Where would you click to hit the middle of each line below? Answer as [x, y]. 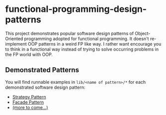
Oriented [14, 39]
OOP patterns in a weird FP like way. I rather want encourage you [94, 44]
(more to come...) [30, 107]
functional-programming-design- [76, 9]
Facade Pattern [28, 102]
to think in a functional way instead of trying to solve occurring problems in [82, 49]
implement [16, 44]
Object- [143, 33]
